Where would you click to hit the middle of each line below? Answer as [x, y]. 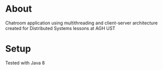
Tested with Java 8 [25, 63]
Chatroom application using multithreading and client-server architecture [81, 23]
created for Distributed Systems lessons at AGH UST [60, 28]
